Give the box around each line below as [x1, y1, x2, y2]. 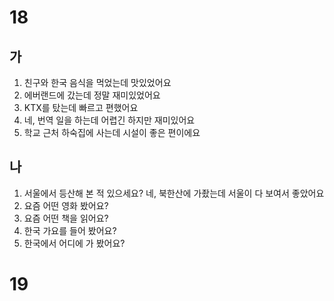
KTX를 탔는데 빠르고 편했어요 [23, 102, 139, 113]
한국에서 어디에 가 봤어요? [23, 237, 126, 249]
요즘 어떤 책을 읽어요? [23, 212, 109, 224]
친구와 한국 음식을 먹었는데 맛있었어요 [23, 77, 172, 88]
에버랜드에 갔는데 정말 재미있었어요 [23, 89, 161, 101]
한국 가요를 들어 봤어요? [23, 224, 117, 236]
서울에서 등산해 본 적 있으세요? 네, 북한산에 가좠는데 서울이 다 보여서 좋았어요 [23, 187, 325, 199]
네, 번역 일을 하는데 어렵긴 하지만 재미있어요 [23, 114, 196, 126]
